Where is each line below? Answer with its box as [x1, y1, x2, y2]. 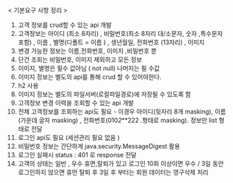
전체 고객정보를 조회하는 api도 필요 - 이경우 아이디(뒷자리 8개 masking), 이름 [17, 107, 226, 116]
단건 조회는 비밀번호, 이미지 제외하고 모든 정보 [17, 55, 143, 64]
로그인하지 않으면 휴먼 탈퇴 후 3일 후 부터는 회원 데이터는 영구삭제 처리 [17, 168, 209, 176]
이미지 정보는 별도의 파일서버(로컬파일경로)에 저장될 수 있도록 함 [17, 90, 191, 98]
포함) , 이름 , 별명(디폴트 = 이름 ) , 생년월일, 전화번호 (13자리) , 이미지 [17, 38, 205, 46]
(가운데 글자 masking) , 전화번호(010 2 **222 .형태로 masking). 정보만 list [17, 116, 218, 124]
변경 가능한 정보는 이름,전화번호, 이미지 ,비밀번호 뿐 [17, 47, 157, 55]
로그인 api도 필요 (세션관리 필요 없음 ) [17, 134, 120, 141]
